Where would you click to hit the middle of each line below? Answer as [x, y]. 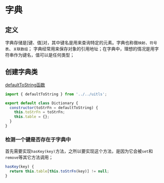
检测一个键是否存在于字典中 [38, 140]
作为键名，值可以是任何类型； [44, 55]
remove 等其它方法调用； [29, 157]
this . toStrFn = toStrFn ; [40, 112]
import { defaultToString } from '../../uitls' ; [56, 94]
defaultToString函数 [25, 85]
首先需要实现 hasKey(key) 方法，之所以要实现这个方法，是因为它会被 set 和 [79, 151]
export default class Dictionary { [42, 103]
